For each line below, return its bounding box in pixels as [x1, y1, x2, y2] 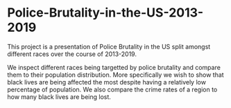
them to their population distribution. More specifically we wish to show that [7, 71, 224, 79]
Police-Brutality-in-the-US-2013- [7, 5, 204, 21]
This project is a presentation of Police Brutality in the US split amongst [7, 42, 211, 51]
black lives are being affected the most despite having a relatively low [7, 78, 207, 86]
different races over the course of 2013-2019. [7, 50, 137, 58]
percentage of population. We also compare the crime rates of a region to [7, 85, 218, 93]
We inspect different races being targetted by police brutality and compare [7, 63, 221, 71]
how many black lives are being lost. [7, 92, 111, 101]
